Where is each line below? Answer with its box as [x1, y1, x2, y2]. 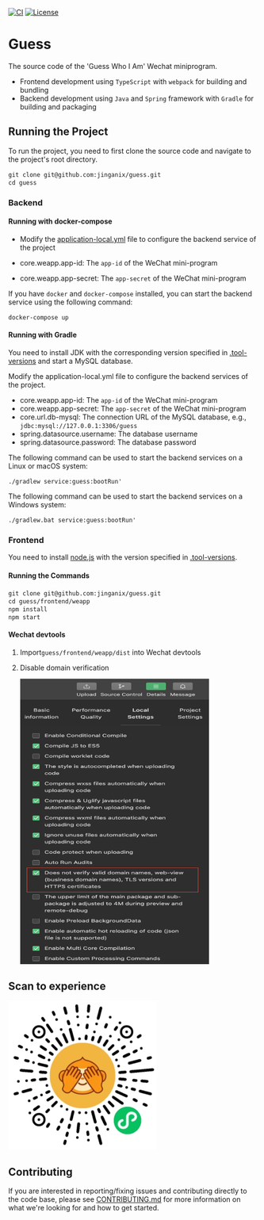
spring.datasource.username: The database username [19, 429, 198, 439]
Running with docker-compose [8, 216, 113, 226]
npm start [8, 613, 41, 621]
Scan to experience [8, 980, 106, 993]
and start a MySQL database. [37, 357, 133, 366]
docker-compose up [8, 313, 69, 321]
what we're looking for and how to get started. [8, 1203, 160, 1213]
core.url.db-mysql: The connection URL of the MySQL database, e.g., [19, 412, 247, 422]
